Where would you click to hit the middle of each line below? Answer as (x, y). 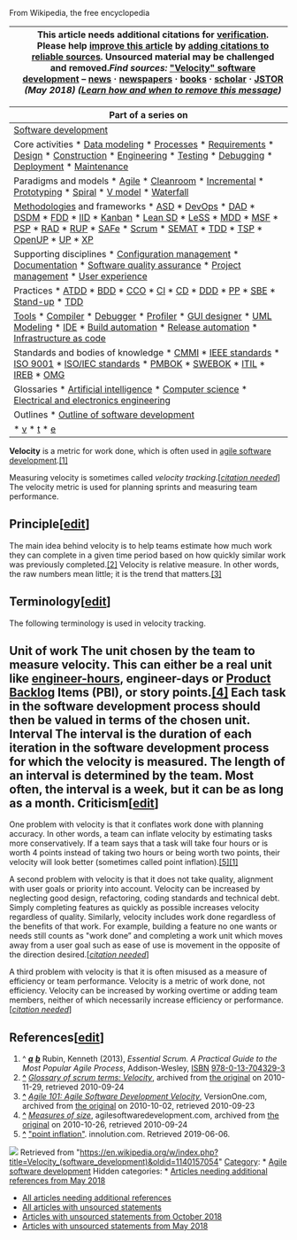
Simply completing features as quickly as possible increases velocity (134, 908)
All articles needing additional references (97, 1198)
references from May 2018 (57, 1181)
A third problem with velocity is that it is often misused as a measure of (138, 972)
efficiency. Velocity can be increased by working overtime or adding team (144, 991)
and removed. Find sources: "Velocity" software (153, 68)
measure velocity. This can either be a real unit (141, 665)
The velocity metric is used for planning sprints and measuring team (133, 487)
